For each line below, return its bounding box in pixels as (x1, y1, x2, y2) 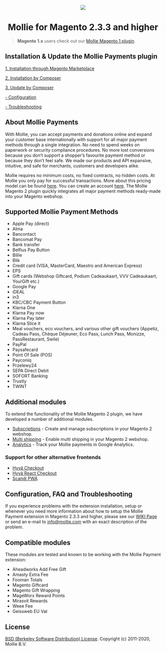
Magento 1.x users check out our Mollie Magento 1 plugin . (17, 38, 136, 44)
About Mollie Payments (5, 118, 79, 127)
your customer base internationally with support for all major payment (5, 136, 147, 142)
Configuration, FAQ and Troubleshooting (5, 490, 132, 498)
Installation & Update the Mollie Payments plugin (5, 52, 158, 61)
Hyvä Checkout (12, 465, 44, 471)
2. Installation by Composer (5, 75, 61, 81)
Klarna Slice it (12, 320, 41, 326)
